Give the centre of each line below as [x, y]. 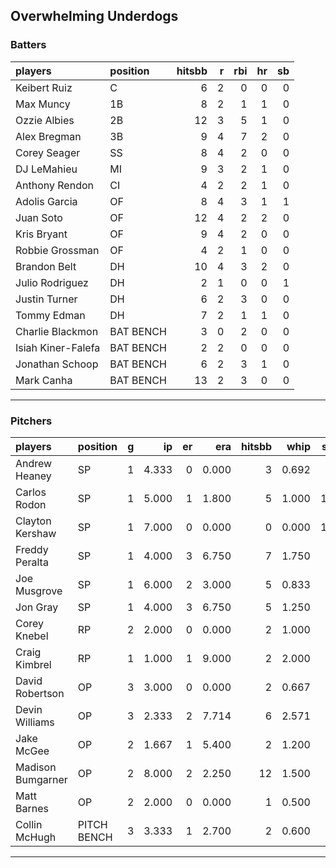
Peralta [32, 562]
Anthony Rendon [54, 185]
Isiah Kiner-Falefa [58, 347]
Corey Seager [48, 152]
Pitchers [31, 421]
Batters [28, 45]
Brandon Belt [46, 266]
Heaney [33, 476]
